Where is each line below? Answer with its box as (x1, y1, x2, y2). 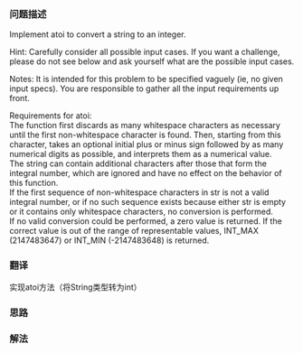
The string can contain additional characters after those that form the (9, 158, 267, 169)
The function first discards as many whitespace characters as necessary (9, 120, 280, 131)
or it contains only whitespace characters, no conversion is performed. (9, 206, 273, 218)
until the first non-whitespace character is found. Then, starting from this (9, 129, 282, 141)
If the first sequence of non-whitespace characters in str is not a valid (9, 187, 270, 198)
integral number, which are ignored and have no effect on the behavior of (9, 168, 282, 179)
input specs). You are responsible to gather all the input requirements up (9, 83, 279, 94)
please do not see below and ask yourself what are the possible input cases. (9, 56, 295, 67)
